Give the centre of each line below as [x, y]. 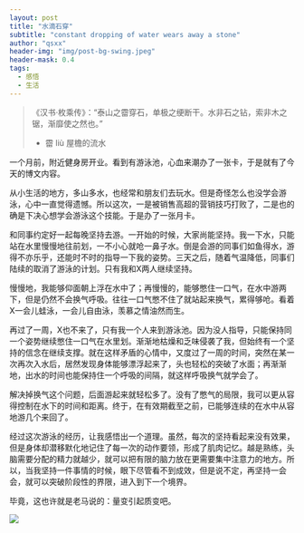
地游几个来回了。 [41, 417]
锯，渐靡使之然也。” [67, 123]
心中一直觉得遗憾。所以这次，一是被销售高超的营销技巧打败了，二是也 [156, 204]
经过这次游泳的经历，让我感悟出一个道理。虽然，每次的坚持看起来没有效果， [152, 436]
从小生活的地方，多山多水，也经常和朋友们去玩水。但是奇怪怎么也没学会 [144, 192]
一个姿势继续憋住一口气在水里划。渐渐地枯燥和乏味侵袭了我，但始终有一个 [148, 341]
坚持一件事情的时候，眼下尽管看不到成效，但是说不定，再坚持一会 [163, 470]
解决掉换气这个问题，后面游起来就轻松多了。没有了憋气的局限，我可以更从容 [152, 394]
